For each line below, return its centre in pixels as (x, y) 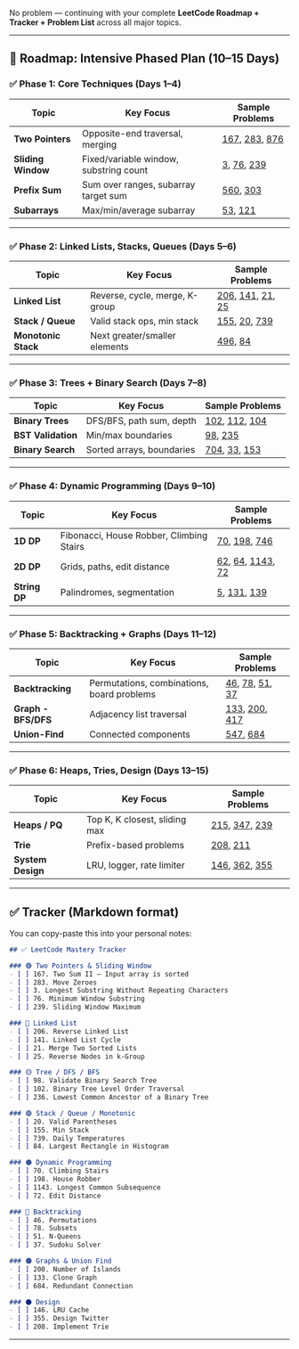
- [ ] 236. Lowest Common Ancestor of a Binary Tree (109, 1098)
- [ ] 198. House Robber (55, 1180)
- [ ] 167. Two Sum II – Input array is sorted (99, 974)
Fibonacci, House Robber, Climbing (134, 536)
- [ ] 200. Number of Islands (65, 1269)
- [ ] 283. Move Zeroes (53, 982)
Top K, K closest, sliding (136, 820)
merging (99, 144)
